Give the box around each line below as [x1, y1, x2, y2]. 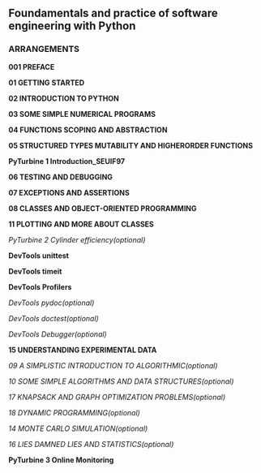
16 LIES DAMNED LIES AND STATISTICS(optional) [8, 439, 174, 449]
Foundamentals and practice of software [8, 6, 219, 20]
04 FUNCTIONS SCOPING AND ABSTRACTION [8, 125, 168, 135]
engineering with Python [8, 19, 136, 33]
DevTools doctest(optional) [8, 313, 99, 323]
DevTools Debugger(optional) [8, 329, 107, 339]
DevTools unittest [8, 251, 69, 260]
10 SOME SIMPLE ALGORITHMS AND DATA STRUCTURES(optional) [8, 376, 234, 386]
